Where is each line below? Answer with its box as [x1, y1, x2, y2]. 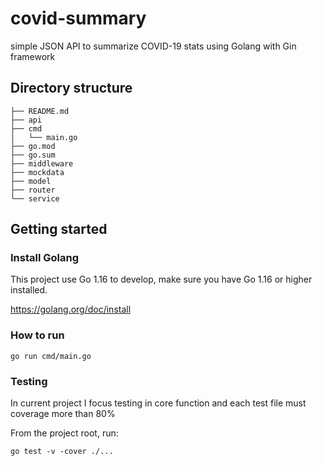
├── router [10, 185, 56, 195]
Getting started [10, 221, 108, 238]
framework [10, 50, 56, 62]
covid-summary [10, 7, 147, 30]
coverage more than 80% [10, 408, 116, 420]
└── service [10, 193, 60, 204]
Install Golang [10, 251, 80, 265]
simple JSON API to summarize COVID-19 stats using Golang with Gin [10, 40, 297, 52]
